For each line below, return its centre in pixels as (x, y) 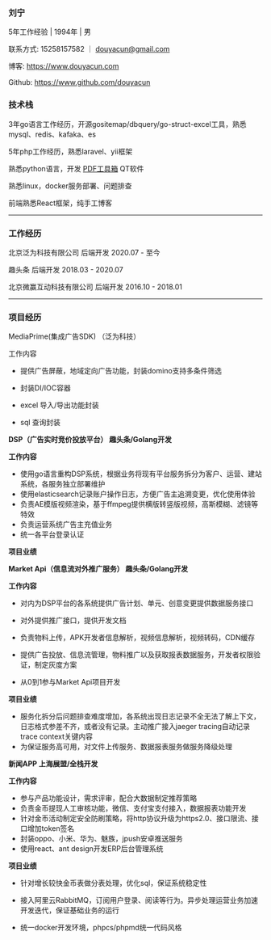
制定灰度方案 (56, 665)
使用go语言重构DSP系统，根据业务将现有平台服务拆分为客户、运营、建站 (141, 474)
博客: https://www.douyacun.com (64, 66)
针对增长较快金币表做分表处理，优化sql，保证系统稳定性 (113, 883)
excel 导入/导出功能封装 (59, 405)
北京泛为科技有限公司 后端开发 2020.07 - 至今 (84, 252)
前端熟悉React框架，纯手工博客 (60, 203)
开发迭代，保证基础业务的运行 (69, 910)
